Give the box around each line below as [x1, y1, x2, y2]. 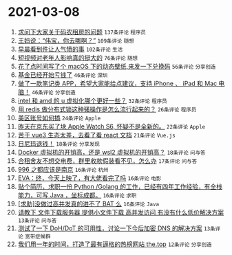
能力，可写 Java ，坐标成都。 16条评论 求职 [17, 190, 137, 199]
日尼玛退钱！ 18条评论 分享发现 [17, 139, 101, 148]
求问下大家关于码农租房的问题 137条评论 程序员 [17, 27, 147, 36]
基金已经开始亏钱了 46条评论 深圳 [17, 70, 108, 79]
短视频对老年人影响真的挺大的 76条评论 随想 [17, 53, 138, 62]
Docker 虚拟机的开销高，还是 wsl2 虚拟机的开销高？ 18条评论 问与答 [17, 148, 206, 156]
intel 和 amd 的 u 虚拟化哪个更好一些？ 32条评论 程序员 [17, 96, 167, 104]
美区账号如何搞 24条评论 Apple [17, 113, 101, 122]
